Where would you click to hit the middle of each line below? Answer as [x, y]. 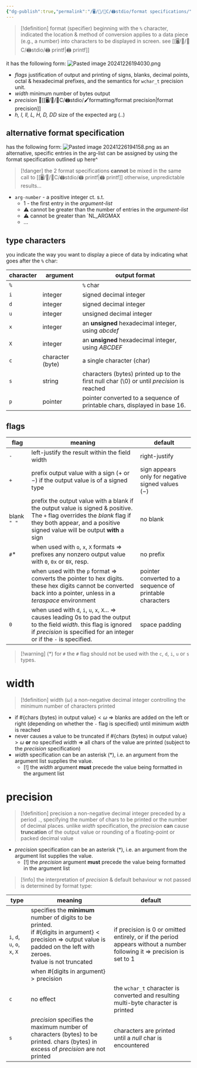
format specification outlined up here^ [52, 159]
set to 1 [124, 959]
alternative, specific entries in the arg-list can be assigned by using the [92, 153]
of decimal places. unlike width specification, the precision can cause [105, 825]
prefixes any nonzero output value [79, 554]
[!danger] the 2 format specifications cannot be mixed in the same [101, 171]
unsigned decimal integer [117, 314]
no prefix [152, 554]
